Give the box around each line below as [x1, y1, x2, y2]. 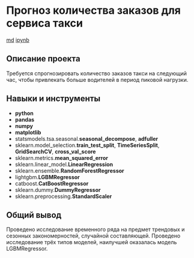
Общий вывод [6, 210, 62, 220]
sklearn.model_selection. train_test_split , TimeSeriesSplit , [14, 141, 160, 149]
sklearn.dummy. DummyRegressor [14, 186, 101, 193]
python [14, 109, 34, 117]
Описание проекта [6, 54, 80, 64]
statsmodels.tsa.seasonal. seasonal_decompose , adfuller [14, 135, 159, 142]
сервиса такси [6, 16, 83, 30]
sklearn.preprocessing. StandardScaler [14, 192, 112, 200]
